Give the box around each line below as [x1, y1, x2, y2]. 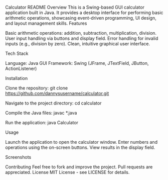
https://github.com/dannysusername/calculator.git [5, 91, 109, 96]
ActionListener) [5, 65, 37, 71]
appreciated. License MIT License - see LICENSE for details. [5, 169, 130, 175]
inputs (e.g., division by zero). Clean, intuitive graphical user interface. [5, 41, 150, 47]
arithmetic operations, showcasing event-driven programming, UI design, [5, 15, 156, 21]
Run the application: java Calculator [5, 120, 79, 125]
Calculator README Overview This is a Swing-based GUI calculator [5, 5, 144, 10]
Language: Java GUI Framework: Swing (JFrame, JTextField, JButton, [5, 60, 149, 66]
